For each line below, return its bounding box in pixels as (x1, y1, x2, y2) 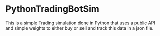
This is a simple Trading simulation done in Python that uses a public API (5, 20, 156, 26)
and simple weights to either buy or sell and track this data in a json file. (5, 25, 154, 31)
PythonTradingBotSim (5, 3, 100, 15)
